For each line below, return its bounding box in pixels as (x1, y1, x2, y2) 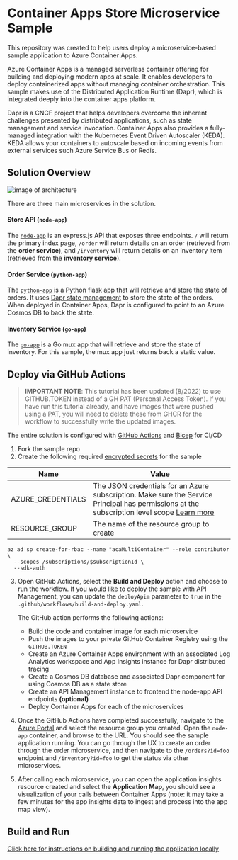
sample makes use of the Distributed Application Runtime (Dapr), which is (7, 87, 223, 96)
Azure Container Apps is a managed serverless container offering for (7, 64, 209, 73)
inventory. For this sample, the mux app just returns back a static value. (7, 348, 216, 356)
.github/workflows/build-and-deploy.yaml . (17, 600, 144, 609)
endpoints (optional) (28, 695, 89, 703)
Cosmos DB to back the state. (7, 308, 94, 317)
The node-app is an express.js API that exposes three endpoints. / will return (7, 231, 229, 239)
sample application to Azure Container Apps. (7, 51, 138, 60)
